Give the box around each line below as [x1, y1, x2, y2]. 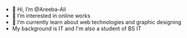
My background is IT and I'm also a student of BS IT [11, 25, 142, 32]
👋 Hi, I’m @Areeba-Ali [11, 6, 67, 13]
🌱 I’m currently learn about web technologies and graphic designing [11, 19, 182, 25]
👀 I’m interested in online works [11, 12, 91, 19]
